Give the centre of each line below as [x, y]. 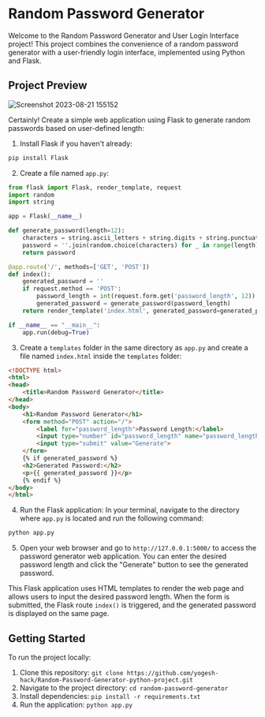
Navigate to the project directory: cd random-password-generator [124, 688]
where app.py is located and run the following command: [112, 518]
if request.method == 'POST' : [72, 289]
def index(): [30, 274]
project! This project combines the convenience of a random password [123, 43]
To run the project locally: [50, 657]
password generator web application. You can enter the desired [123, 556]
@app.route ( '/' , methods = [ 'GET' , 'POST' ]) [79, 267]
